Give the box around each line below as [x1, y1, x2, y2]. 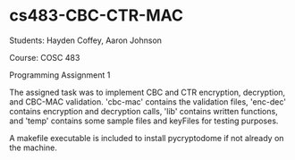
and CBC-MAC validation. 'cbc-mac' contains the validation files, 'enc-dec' [9, 96, 286, 107]
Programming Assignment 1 [9, 69, 111, 80]
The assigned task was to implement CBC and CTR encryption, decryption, [9, 87, 286, 97]
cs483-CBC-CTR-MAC [9, 5, 183, 26]
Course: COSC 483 [9, 52, 80, 63]
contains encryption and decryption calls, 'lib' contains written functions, [9, 105, 279, 116]
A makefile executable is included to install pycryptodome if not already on [9, 132, 284, 143]
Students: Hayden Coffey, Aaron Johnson [9, 35, 163, 46]
